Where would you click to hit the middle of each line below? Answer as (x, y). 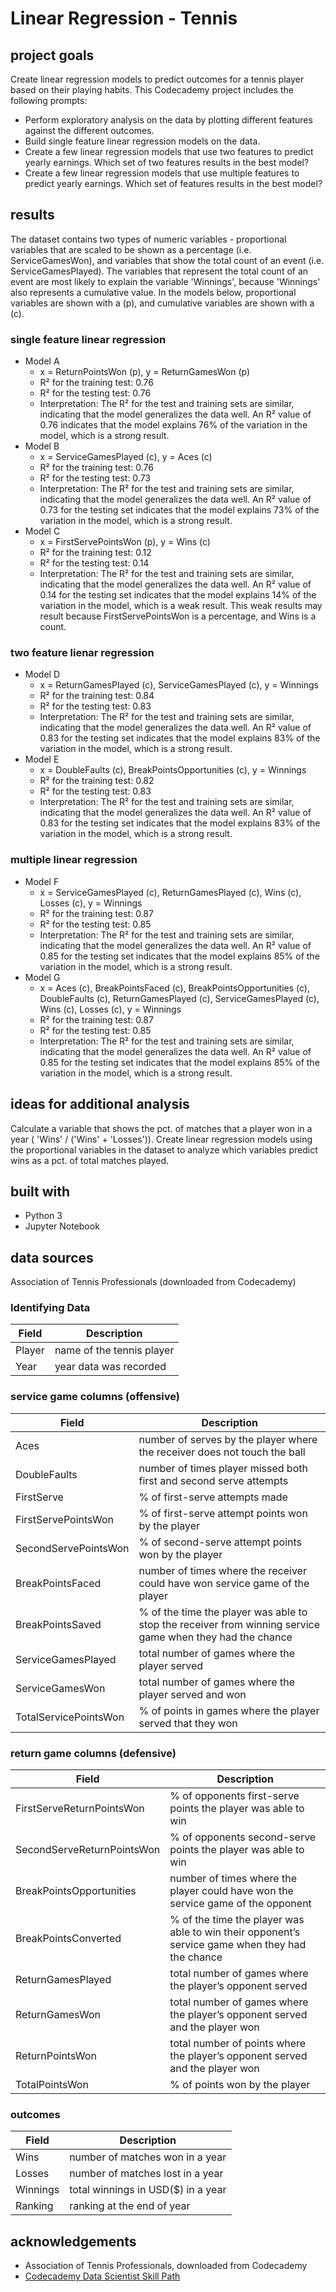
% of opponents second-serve (243, 1837)
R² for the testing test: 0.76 (95, 393)
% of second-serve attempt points (220, 1542)
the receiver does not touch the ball (222, 1452)
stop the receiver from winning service (229, 1624)
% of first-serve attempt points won (223, 1513)
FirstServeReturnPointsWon (80, 1809)
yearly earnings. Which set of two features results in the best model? (167, 162)
